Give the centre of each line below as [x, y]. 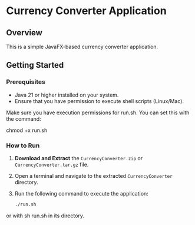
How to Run [23, 145]
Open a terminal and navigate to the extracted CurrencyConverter [93, 176]
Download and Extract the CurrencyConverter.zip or [79, 158]
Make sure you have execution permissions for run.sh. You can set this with [98, 113]
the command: [24, 118]
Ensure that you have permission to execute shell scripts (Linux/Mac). [99, 101]
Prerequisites [26, 82]
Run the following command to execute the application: [81, 193]
